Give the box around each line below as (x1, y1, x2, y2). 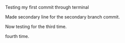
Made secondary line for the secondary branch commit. (5, 14, 120, 19)
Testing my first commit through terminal (5, 4, 89, 10)
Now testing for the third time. (5, 23, 67, 29)
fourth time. (5, 33, 29, 39)
